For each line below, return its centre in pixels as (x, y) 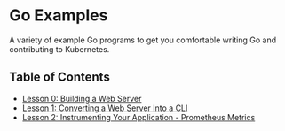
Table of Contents (60, 77)
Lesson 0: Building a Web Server (82, 98)
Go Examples (59, 15)
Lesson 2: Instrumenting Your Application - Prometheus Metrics (139, 117)
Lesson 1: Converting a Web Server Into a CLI (105, 108)
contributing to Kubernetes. (59, 49)
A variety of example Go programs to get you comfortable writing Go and (143, 40)
